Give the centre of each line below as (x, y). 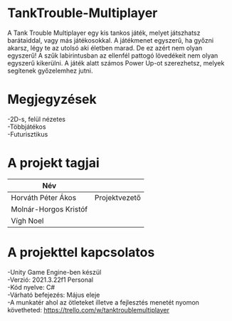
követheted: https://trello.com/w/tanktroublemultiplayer (88, 310)
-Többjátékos (27, 127)
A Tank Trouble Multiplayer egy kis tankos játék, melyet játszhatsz (104, 33)
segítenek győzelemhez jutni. (50, 70)
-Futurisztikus (28, 134)
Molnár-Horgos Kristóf (49, 209)
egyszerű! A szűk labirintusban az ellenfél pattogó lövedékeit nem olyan (113, 56)
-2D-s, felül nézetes (37, 119)
